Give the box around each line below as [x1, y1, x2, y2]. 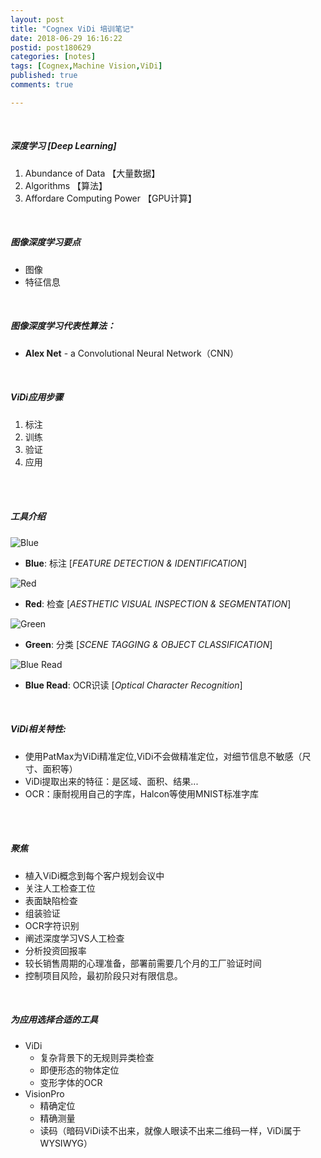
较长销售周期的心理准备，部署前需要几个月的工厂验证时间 [24, 957, 262, 969]
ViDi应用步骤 [10, 391, 64, 403]
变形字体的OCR [39, 1076, 103, 1088]
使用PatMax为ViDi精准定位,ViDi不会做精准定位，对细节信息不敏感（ [24, 750, 303, 762]
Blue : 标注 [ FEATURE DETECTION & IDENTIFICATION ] [24, 557, 247, 569]
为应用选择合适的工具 [10, 1014, 98, 1026]
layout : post [10, 14, 65, 25]
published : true [10, 71, 78, 81]
